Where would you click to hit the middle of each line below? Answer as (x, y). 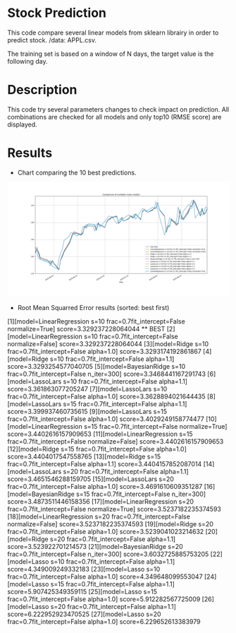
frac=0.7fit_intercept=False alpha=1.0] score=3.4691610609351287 (105, 486)
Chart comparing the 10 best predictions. (77, 172)
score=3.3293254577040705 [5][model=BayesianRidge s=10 (97, 366)
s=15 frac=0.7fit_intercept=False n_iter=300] (141, 494)
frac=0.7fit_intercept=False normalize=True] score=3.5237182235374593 (114, 509)
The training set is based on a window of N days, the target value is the (111, 54)
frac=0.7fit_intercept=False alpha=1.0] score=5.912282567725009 (104, 599)
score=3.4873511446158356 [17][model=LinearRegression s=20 (101, 501)
